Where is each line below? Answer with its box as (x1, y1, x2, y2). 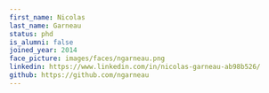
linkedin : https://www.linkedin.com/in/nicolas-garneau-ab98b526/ (9, 63, 261, 72)
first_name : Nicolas (9, 12, 86, 22)
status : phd (9, 29, 53, 38)
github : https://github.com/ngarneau (9, 71, 150, 80)
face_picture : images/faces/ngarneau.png (9, 54, 166, 63)
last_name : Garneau (9, 21, 82, 30)
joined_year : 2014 (9, 46, 77, 55)
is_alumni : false (9, 37, 74, 47)
